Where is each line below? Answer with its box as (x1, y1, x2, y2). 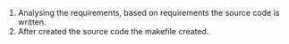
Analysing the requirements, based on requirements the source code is (17, 8, 280, 18)
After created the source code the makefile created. (17, 26, 209, 36)
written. (17, 17, 47, 27)
